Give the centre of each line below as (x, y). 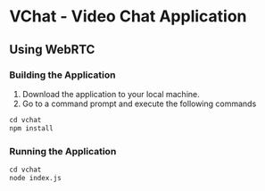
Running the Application (63, 151)
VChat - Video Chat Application (128, 17)
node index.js (36, 178)
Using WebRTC (52, 50)
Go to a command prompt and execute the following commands (139, 104)
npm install (31, 128)
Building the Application (62, 75)
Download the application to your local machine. (111, 94)
